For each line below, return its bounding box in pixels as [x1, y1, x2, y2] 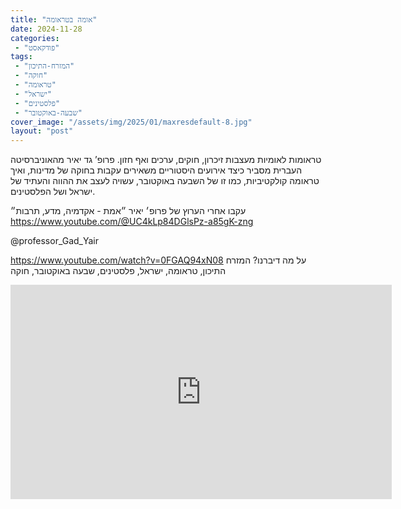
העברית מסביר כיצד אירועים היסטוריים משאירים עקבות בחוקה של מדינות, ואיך [10, 164, 303, 176]
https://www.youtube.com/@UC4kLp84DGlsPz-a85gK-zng [10, 216, 254, 228]
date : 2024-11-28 [10, 24, 83, 34]
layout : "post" [10, 126, 74, 136]
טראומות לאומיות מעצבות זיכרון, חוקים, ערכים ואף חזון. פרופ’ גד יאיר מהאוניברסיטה [10, 154, 322, 166]
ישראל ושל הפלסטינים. [10, 186, 96, 198]
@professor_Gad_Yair [10, 235, 100, 247]
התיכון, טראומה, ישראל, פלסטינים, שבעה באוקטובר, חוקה [10, 265, 227, 277]
